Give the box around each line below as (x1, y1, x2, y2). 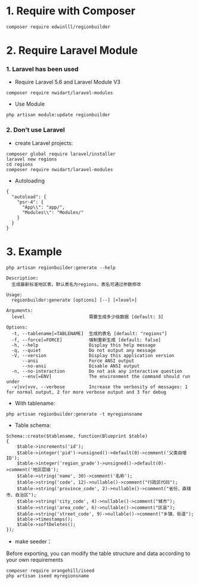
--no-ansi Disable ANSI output (21, 363, 140, 369)
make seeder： (14, 538, 52, 545)
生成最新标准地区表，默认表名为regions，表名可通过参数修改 (11, 281, 141, 287)
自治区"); (14, 492, 37, 498)
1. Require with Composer (6, 4, 136, 18)
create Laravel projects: (14, 139, 73, 147)
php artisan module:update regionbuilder (6, 112, 111, 118)
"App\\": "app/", (21, 204, 66, 210)
